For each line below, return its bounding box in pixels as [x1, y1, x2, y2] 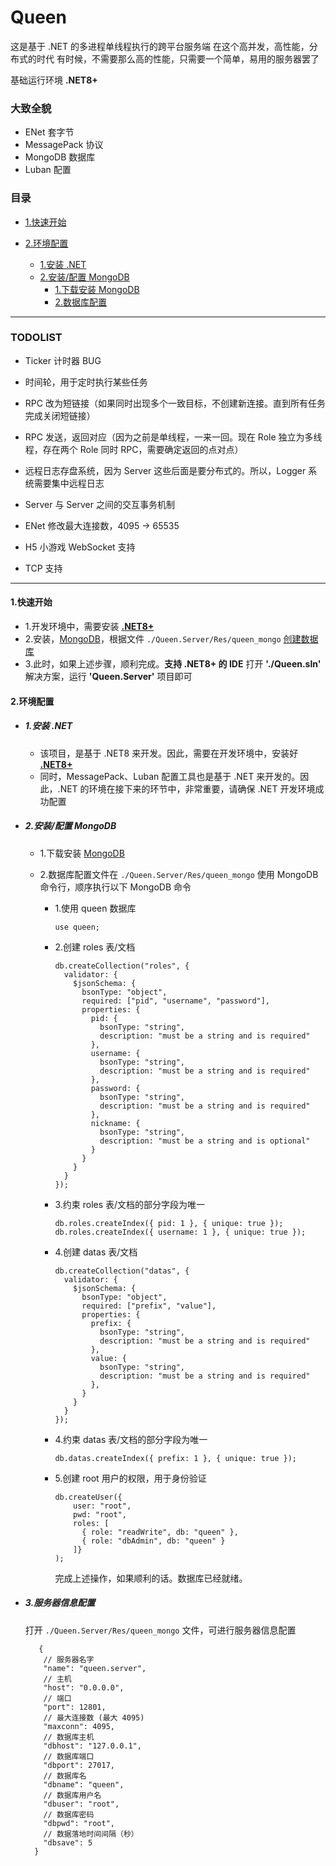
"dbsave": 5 [43, 1837, 93, 1848]
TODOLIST [10, 331, 63, 345]
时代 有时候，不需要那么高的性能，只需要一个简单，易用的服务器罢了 [36, 52, 320, 65]
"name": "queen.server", [43, 1663, 147, 1673]
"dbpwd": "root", [43, 1818, 115, 1828]
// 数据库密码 [43, 1809, 95, 1820]
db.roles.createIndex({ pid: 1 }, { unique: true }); [54, 1218, 284, 1228]
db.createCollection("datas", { [54, 1266, 190, 1276]
